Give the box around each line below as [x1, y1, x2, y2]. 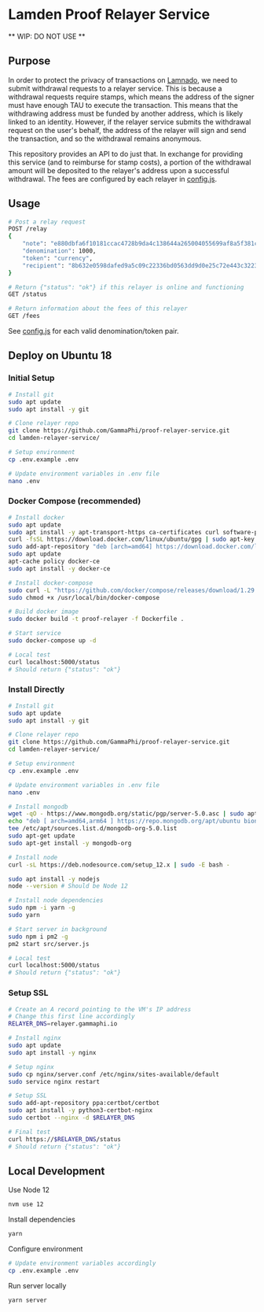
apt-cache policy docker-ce [8, 557, 101, 566]
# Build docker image [8, 608, 79, 615]
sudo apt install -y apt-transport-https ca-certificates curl [8, 528, 220, 536]
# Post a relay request [8, 218, 86, 226]
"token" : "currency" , [22, 254, 93, 262]
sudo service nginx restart [8, 1077, 101, 1085]
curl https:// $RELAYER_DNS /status [8, 1135, 122, 1143]
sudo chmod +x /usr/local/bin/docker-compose [8, 593, 159, 601]
